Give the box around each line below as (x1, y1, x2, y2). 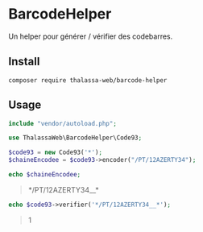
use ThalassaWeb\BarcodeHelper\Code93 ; (8, 134, 143, 142)
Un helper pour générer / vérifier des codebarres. (8, 31, 173, 41)
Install (8, 55, 40, 68)
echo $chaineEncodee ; (8, 171, 81, 179)
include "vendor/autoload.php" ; (8, 119, 117, 127)
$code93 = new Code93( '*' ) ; (8, 148, 103, 157)
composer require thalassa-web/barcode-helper (8, 76, 168, 85)
